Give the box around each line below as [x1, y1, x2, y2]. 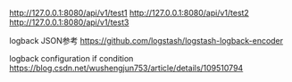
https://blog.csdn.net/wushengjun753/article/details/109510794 [9, 62, 244, 73]
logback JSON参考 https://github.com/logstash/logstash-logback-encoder [9, 36, 284, 45]
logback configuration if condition [9, 53, 134, 63]
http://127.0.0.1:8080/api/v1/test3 [9, 17, 129, 28]
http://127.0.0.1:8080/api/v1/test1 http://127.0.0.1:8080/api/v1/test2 [9, 8, 250, 18]
